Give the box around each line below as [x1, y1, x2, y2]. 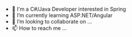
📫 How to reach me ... [11, 25, 67, 32]
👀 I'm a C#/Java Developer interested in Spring [11, 6, 126, 12]
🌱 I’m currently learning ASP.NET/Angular [11, 12, 113, 19]
